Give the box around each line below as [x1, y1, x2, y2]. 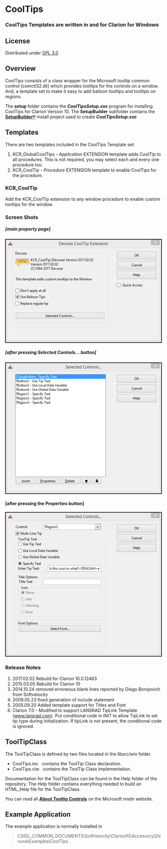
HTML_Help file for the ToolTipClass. [5, 786, 81, 792]
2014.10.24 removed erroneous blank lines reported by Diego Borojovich [12, 686, 161, 692]
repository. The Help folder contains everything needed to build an [5, 781, 142, 787]
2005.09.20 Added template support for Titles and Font [12, 702, 126, 708]
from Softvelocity [12, 691, 48, 697]
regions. [5, 93, 22, 99]
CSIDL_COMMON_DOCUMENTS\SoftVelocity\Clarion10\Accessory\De [17, 833, 161, 839]
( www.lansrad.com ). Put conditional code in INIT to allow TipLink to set [12, 712, 158, 718]
